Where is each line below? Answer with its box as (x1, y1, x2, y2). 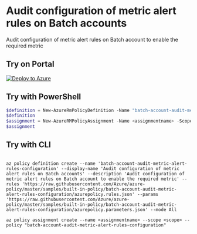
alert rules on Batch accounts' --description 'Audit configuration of (6, 171, 185, 177)
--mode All (150, 206, 177, 212)
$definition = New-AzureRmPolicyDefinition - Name (6, 107, 130, 113)
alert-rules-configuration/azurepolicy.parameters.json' (6, 206, 148, 212)
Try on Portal (6, 59, 55, 69)
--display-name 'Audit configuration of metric (61, 165, 180, 171)
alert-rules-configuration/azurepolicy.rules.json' (6, 191, 135, 197)
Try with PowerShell (6, 92, 81, 102)
